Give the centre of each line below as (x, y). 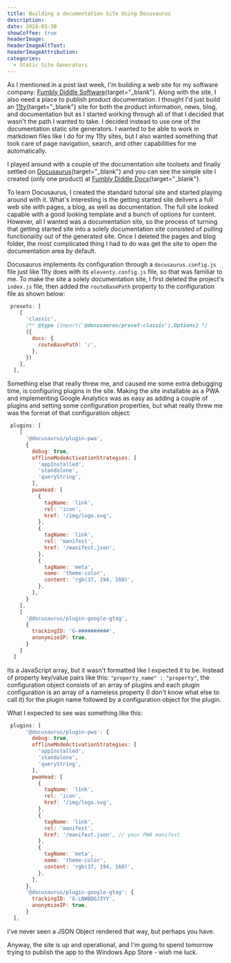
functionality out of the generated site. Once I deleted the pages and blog (111, 236)
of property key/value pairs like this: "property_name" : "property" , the (109, 677)
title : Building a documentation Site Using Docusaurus (89, 13)
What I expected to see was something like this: (75, 713)
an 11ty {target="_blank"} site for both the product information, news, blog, (112, 106)
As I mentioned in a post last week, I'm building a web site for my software (113, 84)
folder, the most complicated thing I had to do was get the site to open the (112, 243)
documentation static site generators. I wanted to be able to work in (103, 128)
